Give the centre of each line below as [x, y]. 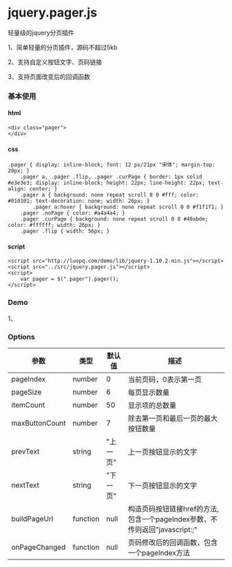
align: [17, 189]
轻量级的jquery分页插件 [41, 32]
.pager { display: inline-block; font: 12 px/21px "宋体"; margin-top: [112, 165]
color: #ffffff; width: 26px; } [54, 226]
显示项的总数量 [152, 406]
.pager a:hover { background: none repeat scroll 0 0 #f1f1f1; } [128, 207]
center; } [43, 189]
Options [21, 337]
